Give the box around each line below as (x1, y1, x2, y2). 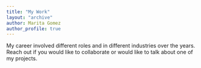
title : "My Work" (6, 8, 50, 15)
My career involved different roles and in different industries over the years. (6, 42, 196, 49)
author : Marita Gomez (6, 20, 61, 26)
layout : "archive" (6, 14, 53, 20)
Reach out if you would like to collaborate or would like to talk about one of (6, 49, 193, 56)
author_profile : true (6, 25, 61, 32)
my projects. (6, 55, 38, 62)
